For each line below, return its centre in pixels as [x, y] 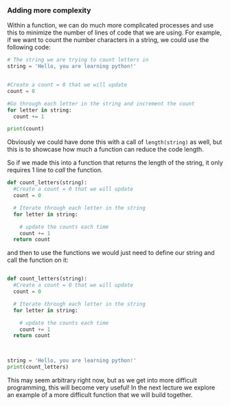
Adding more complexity [49, 10]
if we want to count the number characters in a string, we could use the [108, 40]
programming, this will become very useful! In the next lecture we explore [111, 387]
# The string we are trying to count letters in [78, 60]
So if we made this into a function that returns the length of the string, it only [115, 163]
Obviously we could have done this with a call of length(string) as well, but [115, 142]
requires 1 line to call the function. [55, 170]
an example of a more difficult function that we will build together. [100, 394]
